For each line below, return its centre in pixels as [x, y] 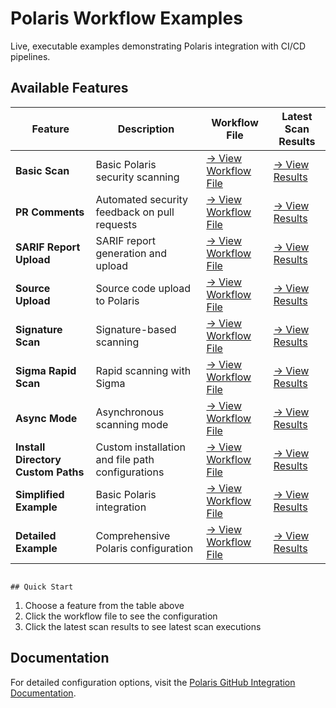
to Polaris [117, 300]
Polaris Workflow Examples [126, 18]
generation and [131, 253]
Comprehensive [133, 535]
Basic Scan [42, 170]
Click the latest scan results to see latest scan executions [143, 626]
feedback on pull [135, 212]
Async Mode [46, 418]
